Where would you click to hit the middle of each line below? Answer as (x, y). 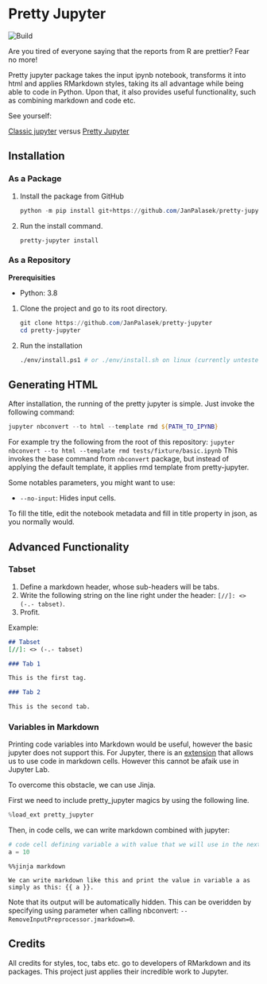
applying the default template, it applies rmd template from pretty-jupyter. (129, 467)
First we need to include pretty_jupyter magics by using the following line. (129, 801)
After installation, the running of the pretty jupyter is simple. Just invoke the (132, 404)
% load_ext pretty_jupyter (51, 815)
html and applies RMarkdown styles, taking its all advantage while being (126, 83)
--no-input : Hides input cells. (68, 498)
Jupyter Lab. (29, 770)
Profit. (30, 612)
